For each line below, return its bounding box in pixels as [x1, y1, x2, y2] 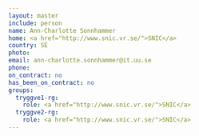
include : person [8, 19, 62, 27]
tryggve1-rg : [15, 94, 59, 102]
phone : [8, 64, 30, 72]
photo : [8, 49, 30, 57]
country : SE [8, 42, 48, 50]
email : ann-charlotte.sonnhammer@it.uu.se [8, 57, 152, 65]
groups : [8, 86, 34, 94]
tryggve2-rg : [15, 109, 59, 117]
